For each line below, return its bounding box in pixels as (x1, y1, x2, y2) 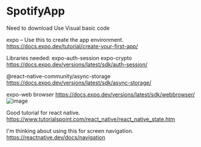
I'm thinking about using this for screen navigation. (6, 127, 134, 134)
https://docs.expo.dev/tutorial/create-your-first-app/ (6, 43, 138, 50)
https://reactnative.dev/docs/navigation (6, 134, 105, 141)
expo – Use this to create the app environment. (6, 36, 124, 43)
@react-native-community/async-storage (6, 72, 111, 80)
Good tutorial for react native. (6, 109, 80, 116)
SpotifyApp (6, 4, 65, 18)
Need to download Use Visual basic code (6, 24, 110, 32)
